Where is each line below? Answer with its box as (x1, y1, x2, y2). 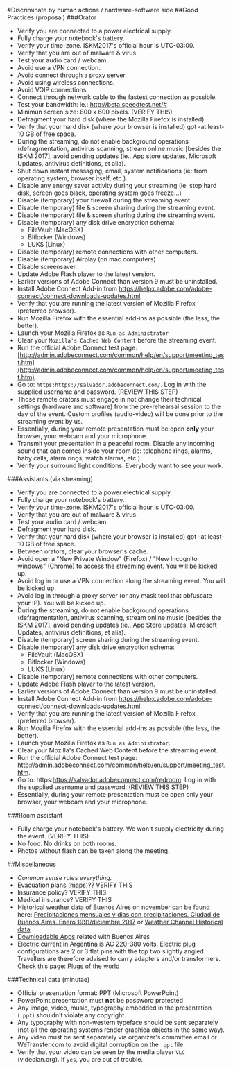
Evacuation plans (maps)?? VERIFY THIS (17, 881, 133, 889)
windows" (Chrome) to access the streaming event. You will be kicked (17, 562, 218, 570)
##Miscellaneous (7, 860, 57, 868)
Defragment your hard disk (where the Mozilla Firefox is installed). (17, 115, 207, 123)
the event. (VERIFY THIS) (17, 832, 89, 840)
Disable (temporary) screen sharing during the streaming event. (17, 636, 200, 644)
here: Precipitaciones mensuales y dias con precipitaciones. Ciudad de (17, 911, 221, 918)
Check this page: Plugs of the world (17, 962, 120, 970)
